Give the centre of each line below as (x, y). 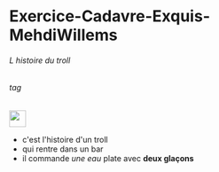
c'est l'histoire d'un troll (65, 140)
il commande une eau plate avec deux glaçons (108, 158)
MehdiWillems (63, 35)
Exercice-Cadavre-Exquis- (110, 16)
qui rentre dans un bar (63, 149)
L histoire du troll (40, 60)
